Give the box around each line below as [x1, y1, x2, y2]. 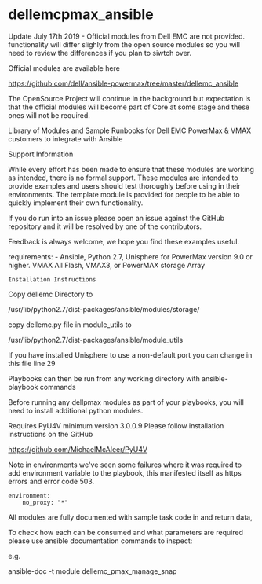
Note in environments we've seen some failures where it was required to [8, 460, 242, 469]
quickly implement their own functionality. [8, 198, 144, 208]
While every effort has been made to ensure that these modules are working [8, 164, 255, 174]
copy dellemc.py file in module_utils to [8, 320, 132, 329]
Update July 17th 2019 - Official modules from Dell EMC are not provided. [8, 31, 246, 41]
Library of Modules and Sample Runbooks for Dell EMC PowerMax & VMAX [8, 126, 252, 135]
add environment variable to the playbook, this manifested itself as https [8, 468, 242, 477]
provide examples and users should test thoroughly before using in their [8, 181, 241, 190]
